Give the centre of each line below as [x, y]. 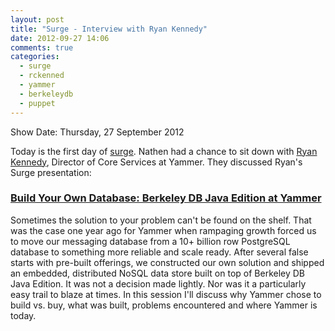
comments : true [42, 47]
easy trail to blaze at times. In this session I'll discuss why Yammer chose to [166, 294]
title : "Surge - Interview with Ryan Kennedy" [109, 29]
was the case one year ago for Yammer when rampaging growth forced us [163, 230]
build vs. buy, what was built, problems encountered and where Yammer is [164, 305]
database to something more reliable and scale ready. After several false [159, 252]
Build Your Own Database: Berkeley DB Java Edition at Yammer [166, 198]
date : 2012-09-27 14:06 [60, 38]
